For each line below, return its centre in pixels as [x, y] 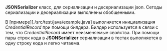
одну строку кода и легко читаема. [43, 43]
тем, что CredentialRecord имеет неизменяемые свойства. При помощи [82, 32]
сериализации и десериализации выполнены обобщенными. [70, 12]
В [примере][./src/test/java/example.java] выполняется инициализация [80, 22]
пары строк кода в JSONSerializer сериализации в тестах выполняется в [83, 38]
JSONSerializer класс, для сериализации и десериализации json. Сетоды [84, 7]
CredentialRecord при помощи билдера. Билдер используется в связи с [82, 27]
